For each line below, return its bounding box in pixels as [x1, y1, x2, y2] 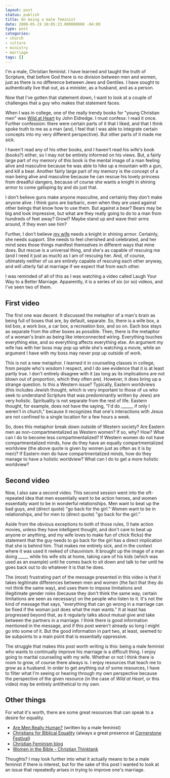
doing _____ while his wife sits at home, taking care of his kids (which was [5, 554, 158, 559]
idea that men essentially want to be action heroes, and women [25, 495, 157, 501]
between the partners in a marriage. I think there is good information [5, 618, 148, 623]
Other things [5, 696, 46, 704]
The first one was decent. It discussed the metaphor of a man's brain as [5, 312, 155, 318]
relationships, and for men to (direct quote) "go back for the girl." [5, 511, 141, 517]
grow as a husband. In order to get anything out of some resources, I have [5, 665, 160, 671]
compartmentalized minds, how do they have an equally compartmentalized [5, 440, 163, 446]
